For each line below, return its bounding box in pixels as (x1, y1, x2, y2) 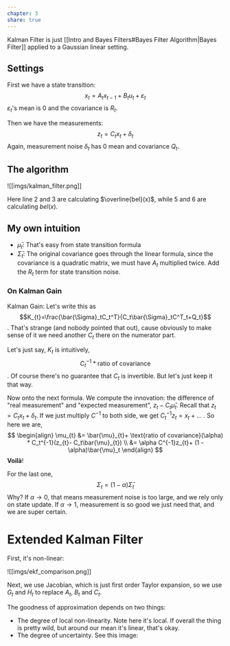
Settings (7, 63, 45, 74)
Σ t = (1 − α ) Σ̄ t (96, 480, 135, 491)
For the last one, (7, 469, 54, 478)
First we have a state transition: (7, 80, 96, 89)
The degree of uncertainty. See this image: (16, 631, 139, 640)
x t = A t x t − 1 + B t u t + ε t (84, 91, 146, 102)
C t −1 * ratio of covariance (80, 358, 151, 369)
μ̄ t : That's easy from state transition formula (16, 241, 141, 250)
